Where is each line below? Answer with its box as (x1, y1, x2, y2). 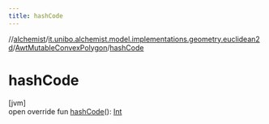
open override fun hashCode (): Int (8, 106, 122, 116)
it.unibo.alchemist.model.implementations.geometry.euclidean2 (48, 34, 261, 44)
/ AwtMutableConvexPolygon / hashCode (12, 42, 144, 53)
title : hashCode (8, 11, 63, 20)
